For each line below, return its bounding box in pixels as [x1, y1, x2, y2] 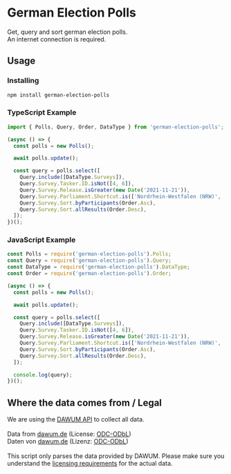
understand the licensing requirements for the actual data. [7, 459, 173, 468]
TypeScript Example [7, 108, 77, 117]
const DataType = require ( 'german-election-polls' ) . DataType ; [7, 264, 190, 271]
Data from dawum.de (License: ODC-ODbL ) [7, 430, 131, 438]
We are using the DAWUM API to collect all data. [7, 415, 145, 424]
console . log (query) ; [13, 371, 73, 378]
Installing [7, 76, 39, 86]
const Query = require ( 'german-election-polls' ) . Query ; [7, 257, 172, 264]
